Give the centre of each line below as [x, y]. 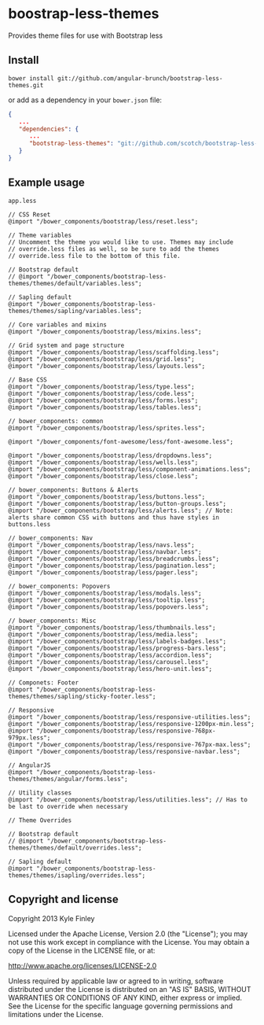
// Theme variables [40, 235]
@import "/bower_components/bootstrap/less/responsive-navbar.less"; [125, 751]
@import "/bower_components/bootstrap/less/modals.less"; [105, 593]
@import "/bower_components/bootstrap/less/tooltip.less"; [107, 600]
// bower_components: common [56, 421]
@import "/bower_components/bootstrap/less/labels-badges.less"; [117, 641]
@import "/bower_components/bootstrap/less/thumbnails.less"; [112, 627]
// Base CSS [27, 380]
